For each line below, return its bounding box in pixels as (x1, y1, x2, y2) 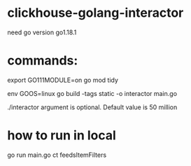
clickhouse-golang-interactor (7, 5, 184, 21)
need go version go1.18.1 (7, 28, 77, 36)
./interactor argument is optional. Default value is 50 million (7, 103, 178, 111)
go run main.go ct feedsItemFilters (7, 151, 107, 159)
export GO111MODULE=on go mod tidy (7, 76, 119, 84)
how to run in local (7, 127, 117, 144)
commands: (7, 53, 78, 69)
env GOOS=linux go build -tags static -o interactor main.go (7, 89, 177, 97)
